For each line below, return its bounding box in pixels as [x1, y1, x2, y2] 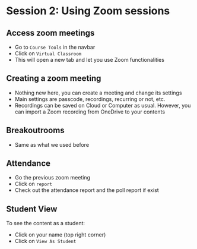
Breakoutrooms [6, 125, 65, 135]
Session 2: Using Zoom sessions [6, 4, 170, 18]
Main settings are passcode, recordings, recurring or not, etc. [14, 95, 166, 102]
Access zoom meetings [6, 28, 95, 38]
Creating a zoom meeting [6, 73, 101, 84]
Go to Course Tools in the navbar [14, 43, 96, 51]
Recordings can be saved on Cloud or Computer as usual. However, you [14, 102, 191, 109]
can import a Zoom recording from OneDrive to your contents [14, 108, 165, 115]
